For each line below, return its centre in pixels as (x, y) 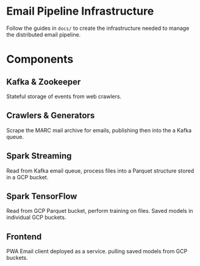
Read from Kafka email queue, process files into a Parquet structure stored (100, 171)
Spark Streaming (39, 156)
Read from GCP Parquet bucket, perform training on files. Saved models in (100, 211)
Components (40, 59)
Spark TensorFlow (42, 196)
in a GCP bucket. (27, 177)
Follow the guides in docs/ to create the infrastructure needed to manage (98, 28)
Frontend (24, 236)
